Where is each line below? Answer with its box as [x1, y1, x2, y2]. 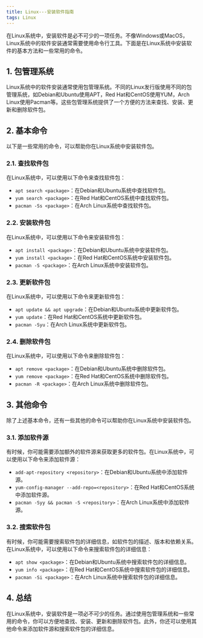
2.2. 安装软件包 [6, 219, 51, 227]
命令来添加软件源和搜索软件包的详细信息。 [11, 625, 118, 632]
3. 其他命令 [6, 399, 48, 410]
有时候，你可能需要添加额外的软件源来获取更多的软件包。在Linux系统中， [6, 448, 189, 456]
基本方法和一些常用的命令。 [16, 47, 86, 54]
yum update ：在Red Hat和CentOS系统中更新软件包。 [14, 314, 145, 321]
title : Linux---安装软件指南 [6, 8, 74, 15]
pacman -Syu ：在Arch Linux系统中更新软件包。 [14, 321, 130, 328]
